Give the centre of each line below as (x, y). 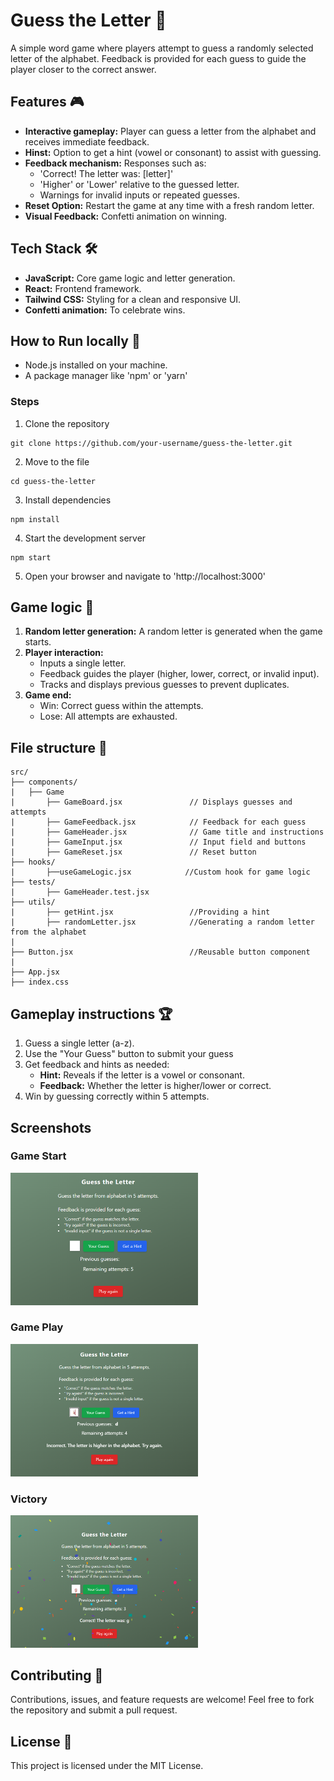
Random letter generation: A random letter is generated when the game (173, 631)
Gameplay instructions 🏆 (91, 1014)
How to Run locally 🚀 (75, 340)
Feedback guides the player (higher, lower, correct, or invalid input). (179, 674)
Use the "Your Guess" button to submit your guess (129, 1054)
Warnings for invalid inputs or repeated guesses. (139, 195)
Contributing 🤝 (57, 1675)
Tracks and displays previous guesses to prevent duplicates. (164, 685)
